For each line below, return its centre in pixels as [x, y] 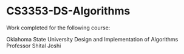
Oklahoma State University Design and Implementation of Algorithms [92, 39]
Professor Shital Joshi [34, 46]
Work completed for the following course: [58, 28]
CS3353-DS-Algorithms [68, 11]
